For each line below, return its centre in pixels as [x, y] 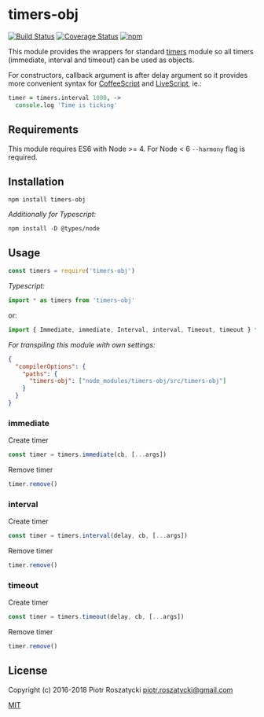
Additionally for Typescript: [52, 215]
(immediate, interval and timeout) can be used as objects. [101, 60]
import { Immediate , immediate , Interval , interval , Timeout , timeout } [130, 329]
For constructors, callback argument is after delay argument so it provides [128, 75]
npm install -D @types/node [54, 229]
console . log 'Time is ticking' [66, 105]
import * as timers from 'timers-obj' [71, 300]
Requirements [43, 130]
